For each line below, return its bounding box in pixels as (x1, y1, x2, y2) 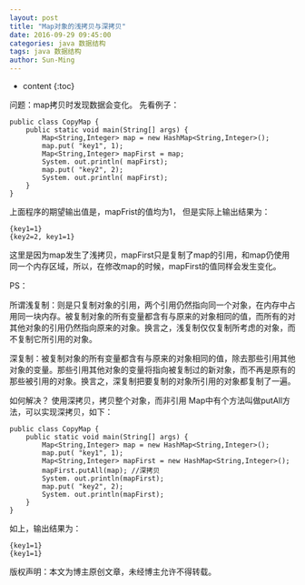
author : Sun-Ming (9, 55, 75, 65)
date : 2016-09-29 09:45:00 (9, 30, 112, 39)
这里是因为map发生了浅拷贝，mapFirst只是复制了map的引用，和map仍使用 (9, 249, 290, 260)
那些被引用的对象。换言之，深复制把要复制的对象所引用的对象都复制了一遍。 (9, 376, 296, 387)
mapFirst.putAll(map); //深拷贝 (42, 466, 161, 475)
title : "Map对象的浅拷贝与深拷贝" (9, 22, 126, 31)
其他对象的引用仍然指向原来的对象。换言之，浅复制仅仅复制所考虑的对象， (9, 322, 288, 333)
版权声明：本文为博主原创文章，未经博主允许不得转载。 (9, 566, 216, 577)
